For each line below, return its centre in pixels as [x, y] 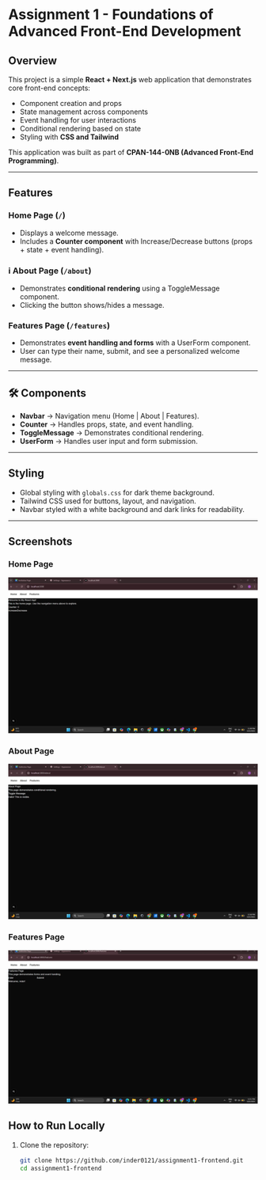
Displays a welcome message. [69, 233]
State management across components [84, 112]
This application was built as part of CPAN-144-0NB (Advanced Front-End [131, 152]
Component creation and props [71, 103]
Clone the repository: [54, 1144]
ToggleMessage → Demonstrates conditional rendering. [112, 433]
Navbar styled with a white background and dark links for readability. [132, 509]
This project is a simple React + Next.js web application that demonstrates [130, 80]
